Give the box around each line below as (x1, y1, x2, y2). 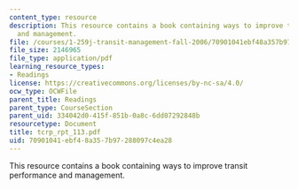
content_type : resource (9, 12, 98, 22)
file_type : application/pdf (9, 54, 114, 63)
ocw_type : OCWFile (9, 87, 77, 95)
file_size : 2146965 (9, 46, 82, 55)
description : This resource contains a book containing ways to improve (9, 21, 284, 30)
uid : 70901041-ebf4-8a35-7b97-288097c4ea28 (9, 136, 173, 145)
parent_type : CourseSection (9, 103, 114, 112)
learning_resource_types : (9, 63, 105, 72)
